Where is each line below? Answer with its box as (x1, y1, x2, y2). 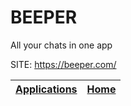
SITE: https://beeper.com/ (10, 58, 117, 70)
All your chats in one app (10, 39, 113, 51)
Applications (15, 82, 78, 96)
